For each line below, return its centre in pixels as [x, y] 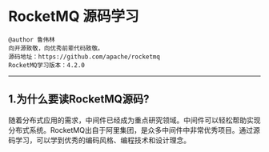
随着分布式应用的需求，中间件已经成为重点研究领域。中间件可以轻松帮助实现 [134, 120]
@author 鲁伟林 [32, 40]
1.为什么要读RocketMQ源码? [79, 100]
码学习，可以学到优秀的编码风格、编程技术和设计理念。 [99, 140]
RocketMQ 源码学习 [74, 16]
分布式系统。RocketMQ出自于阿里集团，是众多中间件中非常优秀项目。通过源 [134, 130]
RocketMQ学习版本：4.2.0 [47, 65]
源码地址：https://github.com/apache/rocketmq [84, 57]
